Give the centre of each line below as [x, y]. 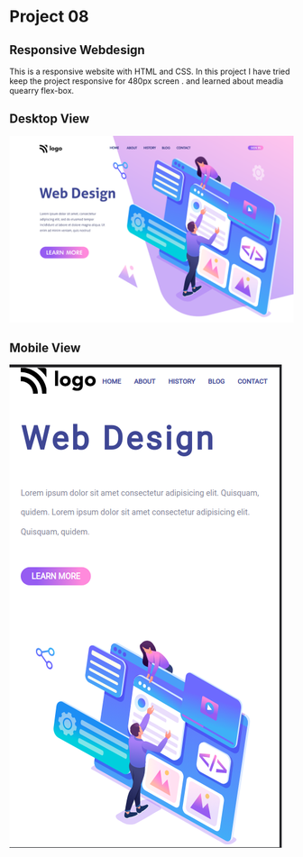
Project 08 [49, 17]
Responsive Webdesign [78, 50]
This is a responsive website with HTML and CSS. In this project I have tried [150, 71]
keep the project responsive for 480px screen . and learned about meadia [147, 81]
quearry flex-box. [42, 91]
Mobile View [45, 347]
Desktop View [50, 119]
